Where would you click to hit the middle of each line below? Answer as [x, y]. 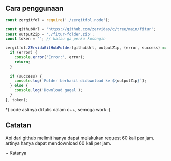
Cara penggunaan [34, 8]
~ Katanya [16, 153]
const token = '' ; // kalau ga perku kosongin [55, 39]
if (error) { [24, 53]
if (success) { [26, 76]
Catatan [18, 126]
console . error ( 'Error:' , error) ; [50, 57]
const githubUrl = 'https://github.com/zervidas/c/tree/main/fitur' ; [81, 29]
